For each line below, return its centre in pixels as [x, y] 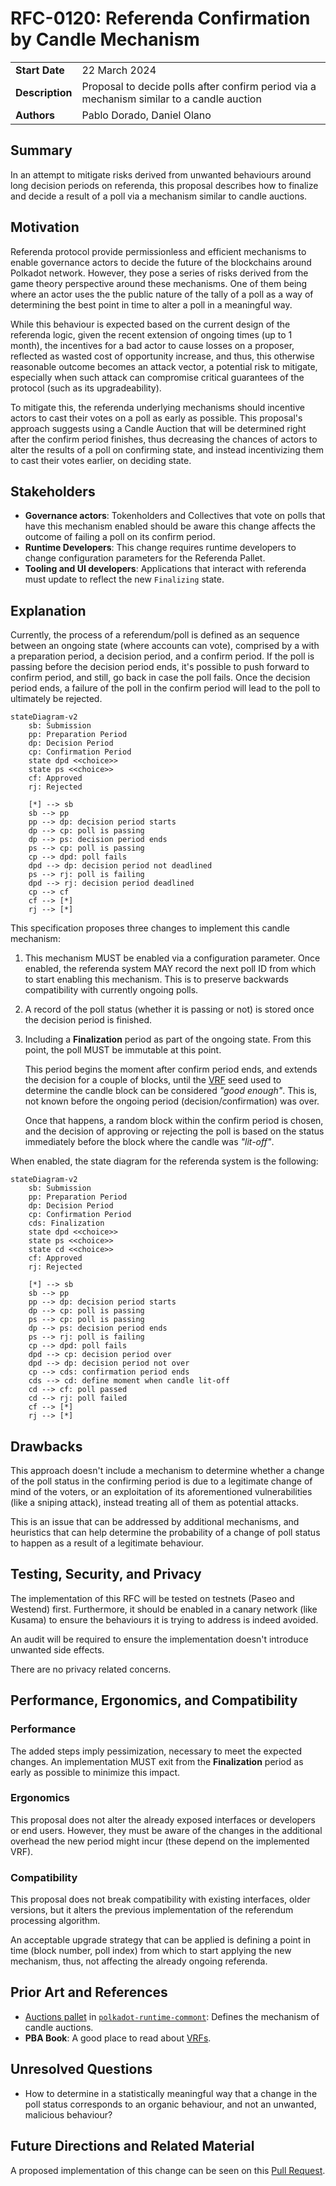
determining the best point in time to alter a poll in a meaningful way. [151, 304]
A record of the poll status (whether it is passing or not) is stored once [169, 1009]
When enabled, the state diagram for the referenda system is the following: [164, 1161]
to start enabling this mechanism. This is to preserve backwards [156, 979]
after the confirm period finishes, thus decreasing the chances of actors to [164, 439]
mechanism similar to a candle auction [171, 99]
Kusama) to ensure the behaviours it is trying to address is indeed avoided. [164, 1619]
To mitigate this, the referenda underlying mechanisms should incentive [157, 407]
